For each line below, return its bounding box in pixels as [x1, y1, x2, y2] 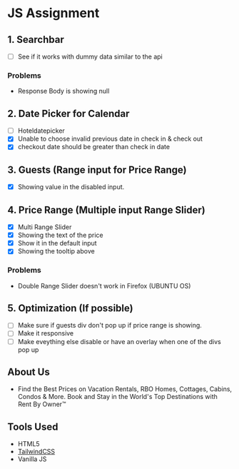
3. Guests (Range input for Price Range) [7, 163, 187, 176]
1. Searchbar [7, 34, 64, 46]
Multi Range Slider [17, 223, 72, 231]
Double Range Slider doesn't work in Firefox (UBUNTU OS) [17, 281, 191, 290]
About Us [7, 365, 50, 378]
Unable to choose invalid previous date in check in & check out [17, 134, 203, 143]
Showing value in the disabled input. [17, 183, 125, 191]
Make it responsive [17, 329, 74, 338]
